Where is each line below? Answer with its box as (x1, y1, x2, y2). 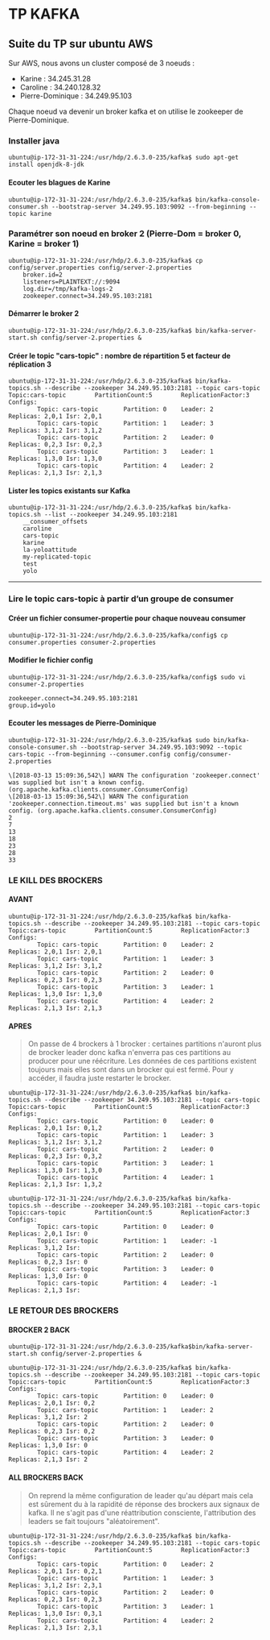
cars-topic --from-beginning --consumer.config (8, 750, 171, 758)
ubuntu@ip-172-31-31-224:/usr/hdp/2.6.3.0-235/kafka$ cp (8, 256, 203, 264)
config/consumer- (174, 750, 231, 758)
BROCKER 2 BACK (8, 1325, 71, 1335)
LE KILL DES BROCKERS (8, 874, 103, 886)
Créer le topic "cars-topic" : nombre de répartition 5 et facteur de (8, 351, 231, 360)
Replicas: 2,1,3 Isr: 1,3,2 (8, 1181, 103, 1189)
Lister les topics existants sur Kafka (8, 485, 131, 496)
